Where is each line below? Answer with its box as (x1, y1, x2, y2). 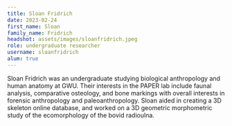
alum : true (7, 55, 39, 62)
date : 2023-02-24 (7, 17, 57, 24)
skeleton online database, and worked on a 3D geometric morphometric (7, 103, 213, 111)
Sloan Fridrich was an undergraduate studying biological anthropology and (7, 74, 220, 82)
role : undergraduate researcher (7, 42, 100, 49)
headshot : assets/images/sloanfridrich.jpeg (7, 36, 138, 43)
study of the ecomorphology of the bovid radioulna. (7, 111, 154, 119)
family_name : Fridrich (7, 29, 73, 37)
